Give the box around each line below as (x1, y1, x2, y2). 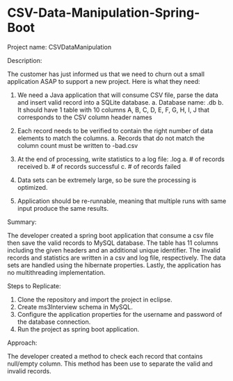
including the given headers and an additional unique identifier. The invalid (7, 246, 220, 254)
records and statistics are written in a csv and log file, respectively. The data (7, 253, 226, 262)
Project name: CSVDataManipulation (7, 43, 112, 51)
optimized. (17, 183, 48, 191)
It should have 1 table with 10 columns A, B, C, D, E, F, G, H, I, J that (17, 105, 210, 114)
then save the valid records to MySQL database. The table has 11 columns (7, 239, 219, 247)
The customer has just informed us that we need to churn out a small (7, 70, 205, 78)
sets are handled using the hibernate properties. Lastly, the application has (7, 260, 221, 269)
